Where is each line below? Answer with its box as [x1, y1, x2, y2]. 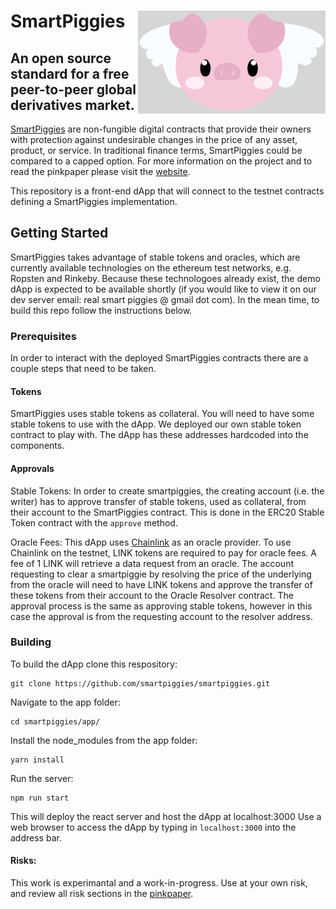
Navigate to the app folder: [10, 696, 121, 708]
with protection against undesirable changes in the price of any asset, [10, 134, 298, 145]
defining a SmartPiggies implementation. [10, 196, 178, 207]
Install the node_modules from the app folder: [10, 734, 198, 746]
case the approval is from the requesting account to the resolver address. [10, 610, 313, 622]
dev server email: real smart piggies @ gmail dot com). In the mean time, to [10, 293, 320, 305]
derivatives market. [10, 96, 135, 114]
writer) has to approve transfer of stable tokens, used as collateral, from [10, 495, 307, 507]
